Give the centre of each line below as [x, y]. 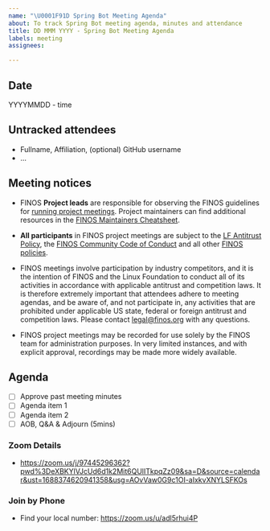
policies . [34, 252]
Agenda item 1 [43, 405]
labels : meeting [35, 38]
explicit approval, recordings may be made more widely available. [128, 352]
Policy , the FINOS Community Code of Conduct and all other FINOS [131, 244]
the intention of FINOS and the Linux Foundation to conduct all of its [132, 276]
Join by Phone [37, 500]
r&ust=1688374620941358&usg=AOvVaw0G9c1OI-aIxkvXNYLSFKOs [133, 480]
